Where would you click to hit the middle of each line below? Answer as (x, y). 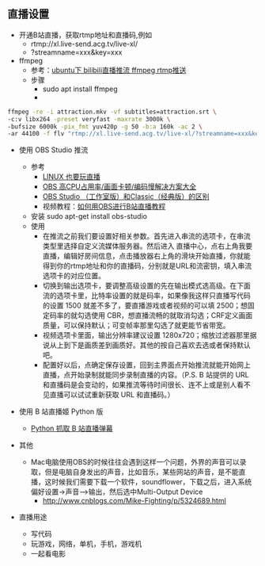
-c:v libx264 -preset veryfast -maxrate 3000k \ (89, 119)
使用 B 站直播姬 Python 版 (61, 411)
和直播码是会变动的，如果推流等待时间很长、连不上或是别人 (140, 385)
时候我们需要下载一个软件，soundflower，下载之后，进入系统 (152, 482)
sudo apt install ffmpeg (80, 89)
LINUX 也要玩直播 (71, 177)
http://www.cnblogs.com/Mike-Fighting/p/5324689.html (134, 501)
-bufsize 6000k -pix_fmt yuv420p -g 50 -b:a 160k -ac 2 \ (105, 126)
